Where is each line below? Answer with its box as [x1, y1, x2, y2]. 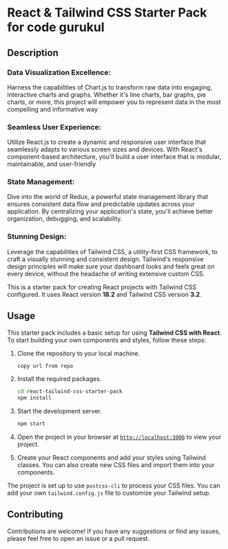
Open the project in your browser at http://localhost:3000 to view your [17, 433, 222, 442]
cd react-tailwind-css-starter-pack [17, 388, 123, 395]
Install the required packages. [17, 375, 102, 383]
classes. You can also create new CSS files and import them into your [17, 461, 215, 469]
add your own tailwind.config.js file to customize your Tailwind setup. [7, 489, 211, 497]
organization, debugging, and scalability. [7, 215, 123, 223]
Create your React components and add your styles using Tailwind [17, 453, 207, 462]
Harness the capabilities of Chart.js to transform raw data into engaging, [7, 83, 212, 91]
